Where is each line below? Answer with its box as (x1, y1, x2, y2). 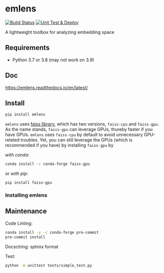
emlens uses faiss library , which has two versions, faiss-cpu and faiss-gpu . (5, 121, 159, 127)
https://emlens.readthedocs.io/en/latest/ (5, 84, 88, 90)
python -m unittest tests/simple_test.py (5, 263, 92, 268)
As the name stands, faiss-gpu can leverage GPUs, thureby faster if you (5, 127, 153, 133)
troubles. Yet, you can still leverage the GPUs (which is (20, 137, 133, 143)
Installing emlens (5, 192, 48, 199)
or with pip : (5, 170, 28, 177)
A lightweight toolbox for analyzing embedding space (5, 29, 115, 35)
